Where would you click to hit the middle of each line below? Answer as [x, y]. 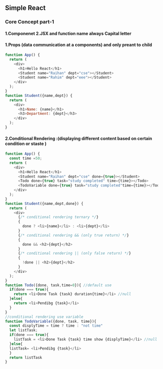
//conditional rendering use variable [44, 317]
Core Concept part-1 [30, 22]
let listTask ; [24, 331]
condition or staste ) [26, 144]
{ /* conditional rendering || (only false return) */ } [74, 253]
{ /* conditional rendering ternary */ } [58, 217]
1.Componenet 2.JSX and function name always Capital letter [68, 33]
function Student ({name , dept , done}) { [44, 203]
